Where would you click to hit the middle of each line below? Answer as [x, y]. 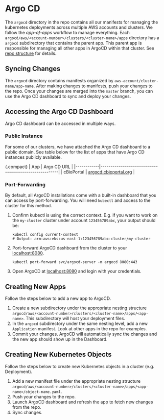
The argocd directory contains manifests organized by [59, 80]
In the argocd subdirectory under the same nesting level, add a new [80, 323]
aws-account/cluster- [136, 81]
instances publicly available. [34, 157]
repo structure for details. [31, 53]
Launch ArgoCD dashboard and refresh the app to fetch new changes [82, 402]
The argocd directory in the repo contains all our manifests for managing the [82, 22]
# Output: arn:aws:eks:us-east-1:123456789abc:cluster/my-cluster [81, 239]
